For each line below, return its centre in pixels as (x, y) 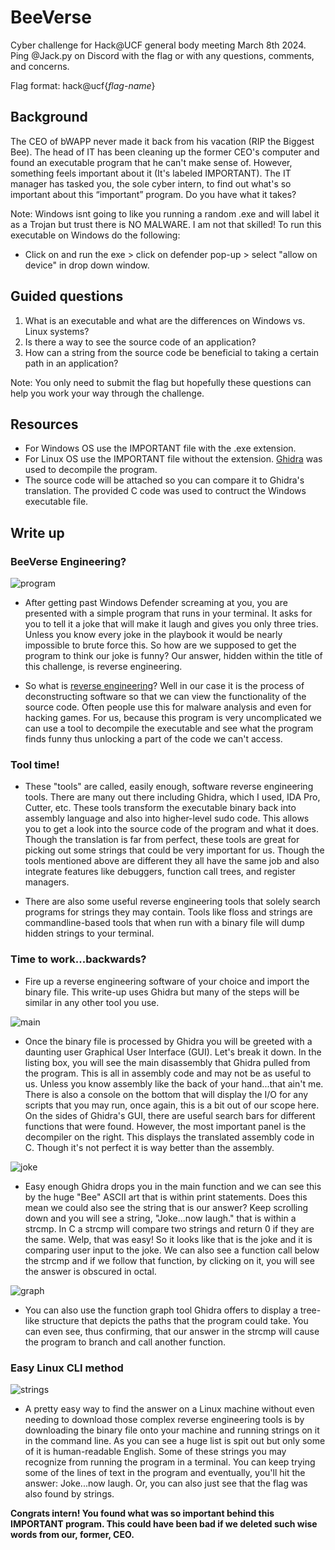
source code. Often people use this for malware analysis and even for (168, 707)
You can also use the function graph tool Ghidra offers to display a (161, 1310)
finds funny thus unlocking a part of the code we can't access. (153, 739)
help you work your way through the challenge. (107, 393)
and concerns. (40, 66)
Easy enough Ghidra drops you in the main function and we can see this (173, 1186)
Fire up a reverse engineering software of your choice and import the (167, 981)
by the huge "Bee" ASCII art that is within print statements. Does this (166, 1197)
